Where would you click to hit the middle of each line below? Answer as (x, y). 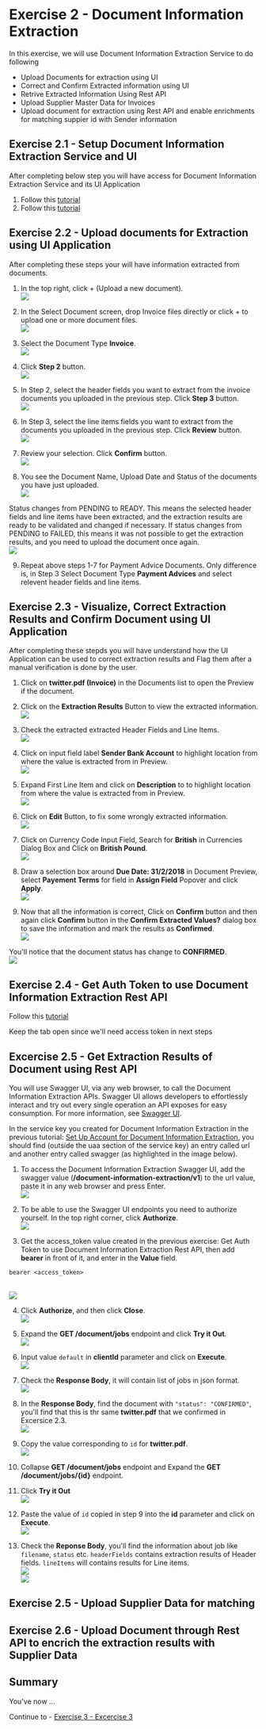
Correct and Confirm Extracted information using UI (104, 86)
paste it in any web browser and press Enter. (93, 1186)
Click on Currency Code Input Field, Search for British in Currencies (131, 840)
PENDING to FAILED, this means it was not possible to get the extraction (126, 534)
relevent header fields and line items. (81, 582)
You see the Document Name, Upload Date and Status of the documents (139, 476)
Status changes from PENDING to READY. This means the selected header (130, 508)
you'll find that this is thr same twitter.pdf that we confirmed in (123, 1412)
